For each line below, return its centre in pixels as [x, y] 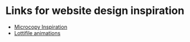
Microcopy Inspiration [40, 27]
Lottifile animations [37, 33]
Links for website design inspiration [95, 11]
